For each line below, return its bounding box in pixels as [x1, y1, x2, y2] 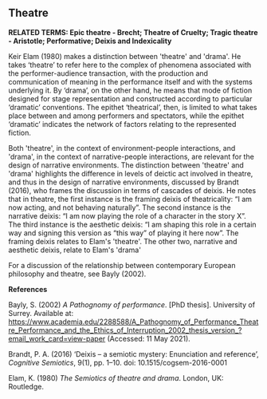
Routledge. [8, 381, 44, 391]
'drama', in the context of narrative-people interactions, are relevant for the [8, 152, 255, 161]
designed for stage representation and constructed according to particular [8, 93, 253, 103]
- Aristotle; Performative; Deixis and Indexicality [8, 36, 172, 45]
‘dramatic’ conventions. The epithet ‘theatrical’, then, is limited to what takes [8, 102, 257, 112]
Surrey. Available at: [8, 308, 74, 318]
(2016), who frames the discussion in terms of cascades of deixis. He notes [8, 185, 257, 195]
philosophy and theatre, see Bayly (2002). [8, 269, 147, 279]
